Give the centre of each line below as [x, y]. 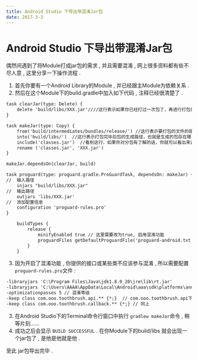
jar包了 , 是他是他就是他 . [50, 338]
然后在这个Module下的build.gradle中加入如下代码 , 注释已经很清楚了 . [99, 93]
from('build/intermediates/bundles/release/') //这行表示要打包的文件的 [103, 131]
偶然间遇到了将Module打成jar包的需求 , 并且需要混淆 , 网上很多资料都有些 [95, 66]
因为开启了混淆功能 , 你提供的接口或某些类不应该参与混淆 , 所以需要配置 [102, 263]
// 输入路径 [20, 180]
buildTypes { [33, 224]
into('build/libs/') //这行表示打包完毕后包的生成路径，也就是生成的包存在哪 [104, 137]
